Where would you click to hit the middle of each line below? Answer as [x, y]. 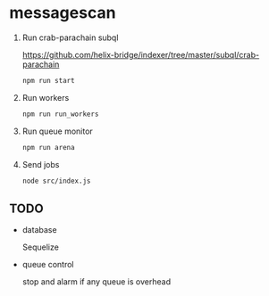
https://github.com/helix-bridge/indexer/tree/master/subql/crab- [141, 54]
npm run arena [48, 147]
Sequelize [41, 247]
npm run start [48, 80]
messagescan [63, 13]
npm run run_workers [60, 114]
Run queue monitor [58, 131]
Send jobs [41, 164]
